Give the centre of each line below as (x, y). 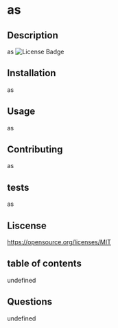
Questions (30, 302)
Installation (32, 73)
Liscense (27, 225)
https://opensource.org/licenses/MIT (59, 242)
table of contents (45, 264)
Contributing (35, 150)
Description (33, 35)
